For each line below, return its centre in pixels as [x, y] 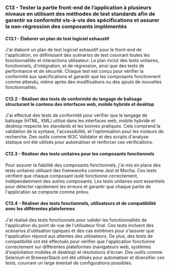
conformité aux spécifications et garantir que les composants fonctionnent [83, 77]
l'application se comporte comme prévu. [47, 192]
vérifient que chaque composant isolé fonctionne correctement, [72, 176]
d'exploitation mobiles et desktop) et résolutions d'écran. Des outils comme [84, 252]
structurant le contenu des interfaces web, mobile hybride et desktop [80, 104]
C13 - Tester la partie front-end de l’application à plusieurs [78, 8]
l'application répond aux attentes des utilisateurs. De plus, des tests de [79, 236]
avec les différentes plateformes [40, 209]
